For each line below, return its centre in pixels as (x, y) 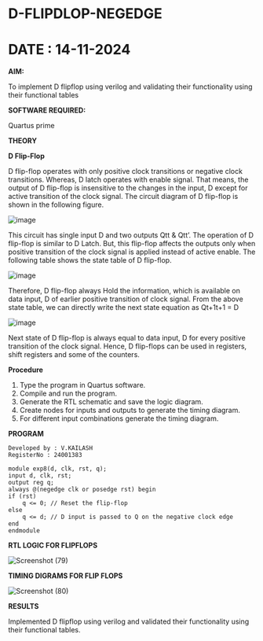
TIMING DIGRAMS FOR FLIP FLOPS (66, 576)
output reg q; (31, 483)
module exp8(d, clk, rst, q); (58, 469)
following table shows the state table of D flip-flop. (90, 260)
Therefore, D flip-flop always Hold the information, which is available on (124, 291)
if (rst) (22, 496)
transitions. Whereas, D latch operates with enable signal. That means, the (128, 180)
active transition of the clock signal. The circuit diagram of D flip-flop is (123, 197)
